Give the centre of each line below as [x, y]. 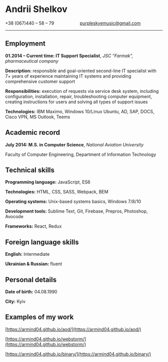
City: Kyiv [15, 301]
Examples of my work [39, 317]
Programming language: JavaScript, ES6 [48, 182]
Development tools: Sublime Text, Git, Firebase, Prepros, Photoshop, [76, 211]
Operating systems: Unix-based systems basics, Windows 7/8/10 [73, 202]
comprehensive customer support [40, 81]
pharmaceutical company [32, 61]
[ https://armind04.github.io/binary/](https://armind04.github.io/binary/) [78, 354]
